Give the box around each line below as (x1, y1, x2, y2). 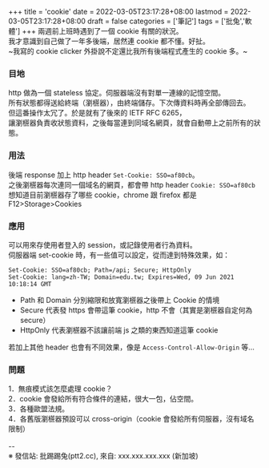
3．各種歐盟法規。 (8, 404, 70, 414)
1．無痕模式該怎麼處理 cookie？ (8, 384, 113, 393)
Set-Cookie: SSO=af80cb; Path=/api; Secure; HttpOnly (8, 266, 192, 274)
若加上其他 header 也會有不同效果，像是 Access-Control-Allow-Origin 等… (8, 342, 255, 352)
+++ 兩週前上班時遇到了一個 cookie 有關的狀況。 (22, 26, 183, 35)
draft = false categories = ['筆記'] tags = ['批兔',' (87, 16, 246, 26)
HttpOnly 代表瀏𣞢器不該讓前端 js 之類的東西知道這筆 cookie (19, 325, 219, 335)
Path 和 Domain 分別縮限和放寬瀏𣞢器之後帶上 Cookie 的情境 (19, 295, 220, 305)
